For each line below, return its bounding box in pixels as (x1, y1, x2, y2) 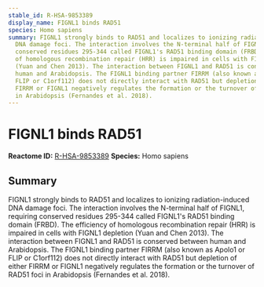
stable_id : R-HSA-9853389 (8, 11, 93, 20)
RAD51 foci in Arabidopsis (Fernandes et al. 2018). (8, 270, 170, 279)
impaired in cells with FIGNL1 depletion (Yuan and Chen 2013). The (8, 228, 224, 238)
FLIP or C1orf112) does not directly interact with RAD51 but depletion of (8, 253, 237, 263)
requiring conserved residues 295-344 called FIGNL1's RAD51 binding (8, 212, 235, 220)
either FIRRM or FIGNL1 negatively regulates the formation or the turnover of (8, 262, 255, 271)
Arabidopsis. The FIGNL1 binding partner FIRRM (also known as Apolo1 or (8, 245, 245, 254)
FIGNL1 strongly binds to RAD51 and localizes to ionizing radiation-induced (8, 195, 250, 204)
